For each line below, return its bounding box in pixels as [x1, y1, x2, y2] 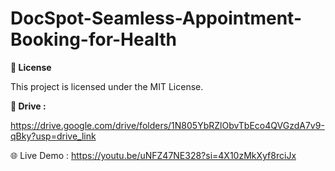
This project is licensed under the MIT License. [10, 80, 204, 92]
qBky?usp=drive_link [10, 130, 97, 142]
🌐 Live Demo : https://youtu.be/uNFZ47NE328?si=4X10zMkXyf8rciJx [10, 149, 297, 161]
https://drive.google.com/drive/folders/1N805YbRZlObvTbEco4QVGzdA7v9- [10, 119, 325, 131]
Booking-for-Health [10, 28, 177, 51]
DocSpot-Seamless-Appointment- [10, 7, 302, 30]
